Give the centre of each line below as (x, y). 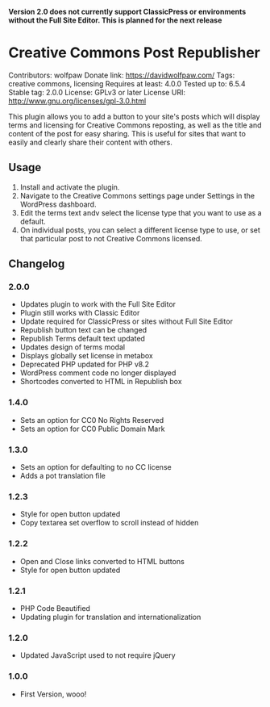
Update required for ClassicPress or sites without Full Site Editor (127, 321)
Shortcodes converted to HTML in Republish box (101, 382)
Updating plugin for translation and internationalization (110, 617)
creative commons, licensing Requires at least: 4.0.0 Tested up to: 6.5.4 (127, 83)
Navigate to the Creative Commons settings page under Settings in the (137, 195)
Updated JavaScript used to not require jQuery (98, 655)
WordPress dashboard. (58, 204)
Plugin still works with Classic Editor (80, 313)
